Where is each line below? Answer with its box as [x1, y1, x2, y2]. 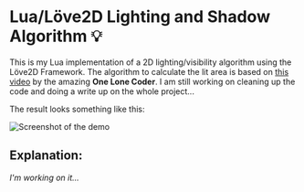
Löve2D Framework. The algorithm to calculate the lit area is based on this [9, 66, 289, 77]
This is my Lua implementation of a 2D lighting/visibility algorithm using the [9, 57, 292, 68]
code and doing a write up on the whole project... [9, 85, 194, 97]
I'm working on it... [9, 172, 79, 183]
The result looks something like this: [9, 103, 145, 114]
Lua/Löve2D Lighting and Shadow [9, 6, 271, 27]
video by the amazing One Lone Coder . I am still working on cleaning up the [9, 76, 296, 87]
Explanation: [9, 148, 83, 164]
